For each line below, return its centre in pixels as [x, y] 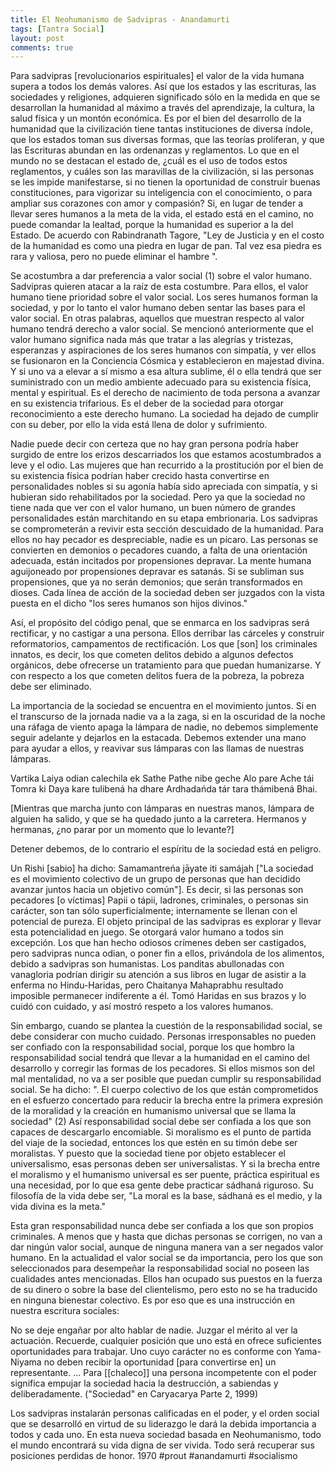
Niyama [26, 1362]
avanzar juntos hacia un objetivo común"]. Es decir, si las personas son [157, 890]
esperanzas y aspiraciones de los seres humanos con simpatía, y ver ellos [163, 350]
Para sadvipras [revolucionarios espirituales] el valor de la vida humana [157, 76]
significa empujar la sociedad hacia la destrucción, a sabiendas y [144, 1383]
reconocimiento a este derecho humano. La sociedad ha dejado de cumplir [165, 414]
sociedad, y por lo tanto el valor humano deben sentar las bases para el [158, 308]
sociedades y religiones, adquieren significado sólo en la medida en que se [165, 97]
